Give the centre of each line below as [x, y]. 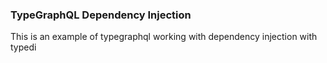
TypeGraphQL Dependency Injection [101, 15]
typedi [23, 47]
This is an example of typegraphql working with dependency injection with [164, 37]
